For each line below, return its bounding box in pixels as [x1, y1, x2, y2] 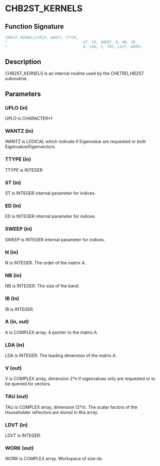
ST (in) [5, 179, 21, 186]
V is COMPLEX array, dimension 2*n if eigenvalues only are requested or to [5, 376, 156, 382]
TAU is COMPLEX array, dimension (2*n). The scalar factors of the [5, 404, 138, 410]
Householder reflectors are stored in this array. [5, 409, 98, 415]
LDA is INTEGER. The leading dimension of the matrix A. [5, 353, 117, 358]
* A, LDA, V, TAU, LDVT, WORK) [5, 44, 142, 49]
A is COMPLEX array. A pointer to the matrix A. [5, 329, 98, 335]
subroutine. [5, 76, 28, 82]
